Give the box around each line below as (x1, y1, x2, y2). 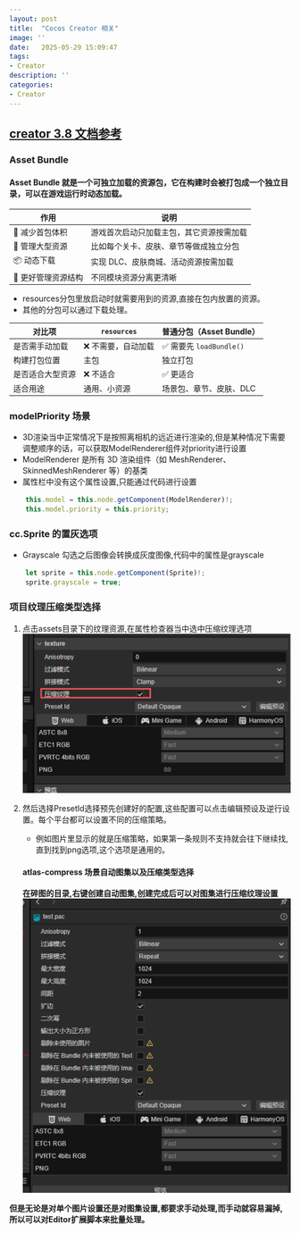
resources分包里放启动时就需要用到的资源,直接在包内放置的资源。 (21, 293, 265, 304)
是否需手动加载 (12, 340, 69, 351)
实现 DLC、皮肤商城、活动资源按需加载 (90, 256, 234, 267)
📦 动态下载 (12, 255, 56, 265)
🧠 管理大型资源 (12, 241, 68, 252)
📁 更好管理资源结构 (12, 272, 83, 282)
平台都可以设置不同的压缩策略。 (53, 814, 171, 826)
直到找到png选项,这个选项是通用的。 (35, 844, 171, 855)
